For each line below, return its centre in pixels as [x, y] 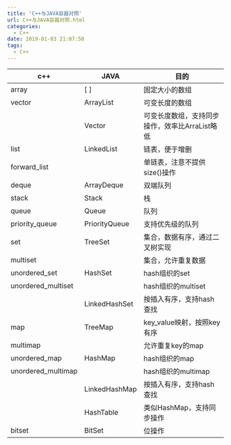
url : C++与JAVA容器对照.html [46, 20]
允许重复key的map [174, 345]
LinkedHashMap [111, 389]
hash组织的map [169, 358]
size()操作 [160, 172]
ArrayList [99, 102]
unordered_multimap [44, 371]
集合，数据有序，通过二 [181, 237]
